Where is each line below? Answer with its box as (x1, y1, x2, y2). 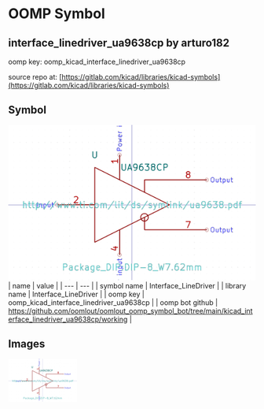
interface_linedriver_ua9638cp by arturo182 (8, 36, 230, 50)
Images (8, 337, 46, 351)
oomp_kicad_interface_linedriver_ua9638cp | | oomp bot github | (8, 297, 218, 307)
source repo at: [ (8, 73, 62, 81)
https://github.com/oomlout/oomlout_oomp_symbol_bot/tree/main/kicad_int (8, 306, 253, 315)
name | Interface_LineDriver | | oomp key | (8, 289, 145, 299)
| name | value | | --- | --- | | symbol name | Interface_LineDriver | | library (8, 281, 247, 290)
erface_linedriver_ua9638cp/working (8, 314, 128, 324)
